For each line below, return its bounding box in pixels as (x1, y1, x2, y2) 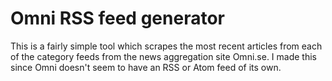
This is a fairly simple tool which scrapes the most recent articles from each (10, 40, 323, 52)
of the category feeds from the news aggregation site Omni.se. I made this (10, 50, 317, 62)
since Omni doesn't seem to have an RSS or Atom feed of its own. (10, 61, 282, 73)
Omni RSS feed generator (10, 7, 225, 30)
